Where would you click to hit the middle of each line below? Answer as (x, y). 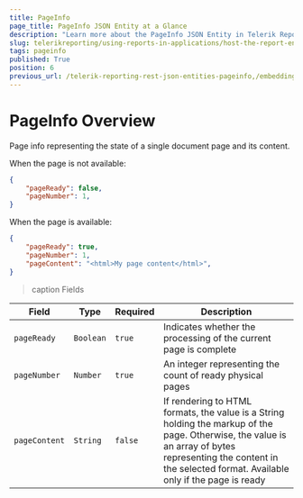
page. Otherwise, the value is (225, 435)
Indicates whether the (210, 327)
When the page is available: (61, 222)
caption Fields (58, 289)
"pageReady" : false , (64, 188)
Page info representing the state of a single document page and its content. (150, 146)
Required (135, 312)
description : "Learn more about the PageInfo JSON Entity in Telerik (143, 34)
